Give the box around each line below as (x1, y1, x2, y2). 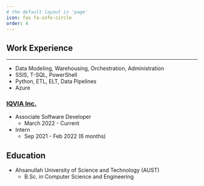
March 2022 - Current (24, 120, 80, 127)
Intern (15, 126, 30, 134)
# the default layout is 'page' (6, 9, 88, 15)
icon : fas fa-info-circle (6, 15, 72, 21)
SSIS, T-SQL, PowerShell (15, 71, 78, 79)
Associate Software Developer (15, 113, 92, 121)
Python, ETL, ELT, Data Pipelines (15, 77, 97, 85)
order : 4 (6, 20, 29, 26)
